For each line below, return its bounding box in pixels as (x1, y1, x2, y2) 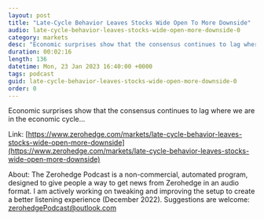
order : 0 (8, 84, 37, 93)
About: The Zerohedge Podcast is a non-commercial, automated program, (8, 170, 248, 179)
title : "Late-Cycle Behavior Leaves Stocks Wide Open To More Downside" (8, 19, 251, 27)
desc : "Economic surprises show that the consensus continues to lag (8, 41, 241, 49)
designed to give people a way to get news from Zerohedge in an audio (8, 178, 240, 188)
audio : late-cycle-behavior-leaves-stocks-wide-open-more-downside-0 (8, 26, 241, 34)
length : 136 (8, 56, 47, 64)
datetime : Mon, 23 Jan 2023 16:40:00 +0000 (8, 63, 153, 71)
